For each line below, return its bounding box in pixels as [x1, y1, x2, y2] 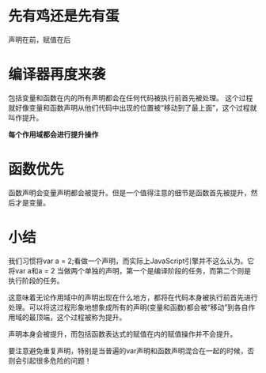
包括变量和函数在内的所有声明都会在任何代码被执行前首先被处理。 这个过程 [8, 92, 253, 103]
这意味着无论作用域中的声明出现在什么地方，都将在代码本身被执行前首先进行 [8, 292, 258, 302]
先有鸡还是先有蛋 [8, 7, 120, 25]
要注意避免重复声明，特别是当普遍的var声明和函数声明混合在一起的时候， [8, 345, 248, 356]
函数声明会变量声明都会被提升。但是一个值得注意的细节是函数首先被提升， [8, 187, 251, 198]
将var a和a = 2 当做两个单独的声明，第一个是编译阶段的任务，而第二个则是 [8, 266, 252, 275]
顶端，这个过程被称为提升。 [35, 312, 127, 322]
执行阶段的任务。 [8, 276, 64, 285]
